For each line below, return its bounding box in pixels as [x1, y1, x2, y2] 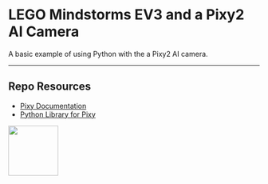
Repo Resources [8, 80, 92, 94]
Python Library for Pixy [19, 110, 96, 119]
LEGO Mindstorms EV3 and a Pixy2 [8, 6, 245, 24]
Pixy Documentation [19, 101, 87, 110]
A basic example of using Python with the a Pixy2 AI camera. [8, 49, 209, 58]
